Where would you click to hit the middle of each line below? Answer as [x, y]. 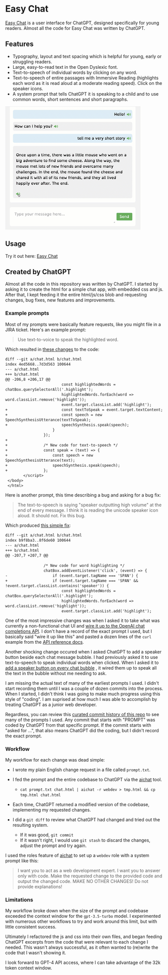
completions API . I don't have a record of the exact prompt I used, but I [79, 631]
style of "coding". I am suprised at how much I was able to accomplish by [81, 699]
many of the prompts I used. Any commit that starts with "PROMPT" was [80, 720]
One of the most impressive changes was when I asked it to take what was [82, 621]
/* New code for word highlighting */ [84, 565]
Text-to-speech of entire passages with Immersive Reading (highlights [86, 78]
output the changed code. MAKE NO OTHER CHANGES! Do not [83, 881]
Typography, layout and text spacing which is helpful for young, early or [87, 56]
